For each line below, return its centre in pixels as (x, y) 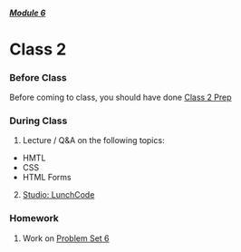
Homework (34, 218)
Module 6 (28, 13)
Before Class (38, 77)
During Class (39, 121)
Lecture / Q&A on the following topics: (93, 141)
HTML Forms (47, 178)
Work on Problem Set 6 (66, 238)
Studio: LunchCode (58, 195)
